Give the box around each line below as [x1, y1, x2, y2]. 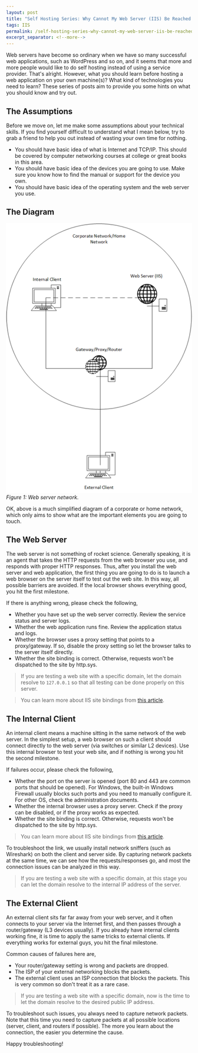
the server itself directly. [14, 649, 74, 656]
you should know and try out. [6, 89, 77, 96]
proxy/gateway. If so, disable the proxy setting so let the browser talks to [14, 642, 192, 650]
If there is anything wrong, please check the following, [6, 600, 138, 607]
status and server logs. [14, 617, 71, 624]
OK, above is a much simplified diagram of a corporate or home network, [6, 505, 183, 512]
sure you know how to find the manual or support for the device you [14, 171, 180, 178]
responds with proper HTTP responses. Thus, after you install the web [6, 563, 177, 570]
